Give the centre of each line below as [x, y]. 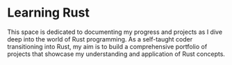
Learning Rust [49, 13]
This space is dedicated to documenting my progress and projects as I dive [115, 32]
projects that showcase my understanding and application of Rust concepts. [116, 54]
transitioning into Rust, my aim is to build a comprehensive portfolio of [107, 46]
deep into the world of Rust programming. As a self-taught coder [100, 39]
